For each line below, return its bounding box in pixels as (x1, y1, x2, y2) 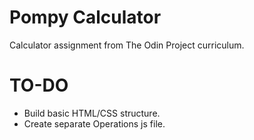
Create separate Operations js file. (23, 117, 166, 130)
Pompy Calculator (9, 6, 162, 29)
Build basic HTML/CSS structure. (23, 107, 161, 119)
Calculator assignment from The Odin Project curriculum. (9, 39, 245, 51)
